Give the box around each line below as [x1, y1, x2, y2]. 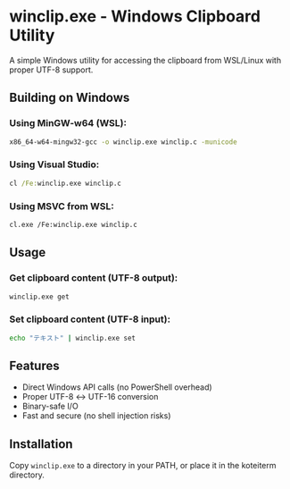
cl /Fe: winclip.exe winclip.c [9, 179, 122, 188]
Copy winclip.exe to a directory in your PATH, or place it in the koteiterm [9, 460, 277, 471]
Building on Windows [9, 90, 130, 105]
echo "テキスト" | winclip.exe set [9, 333, 137, 342]
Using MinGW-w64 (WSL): [9, 117, 128, 130]
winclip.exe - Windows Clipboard [9, 6, 261, 27]
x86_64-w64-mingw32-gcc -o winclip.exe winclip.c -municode [9, 137, 238, 147]
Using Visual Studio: [9, 158, 100, 171]
